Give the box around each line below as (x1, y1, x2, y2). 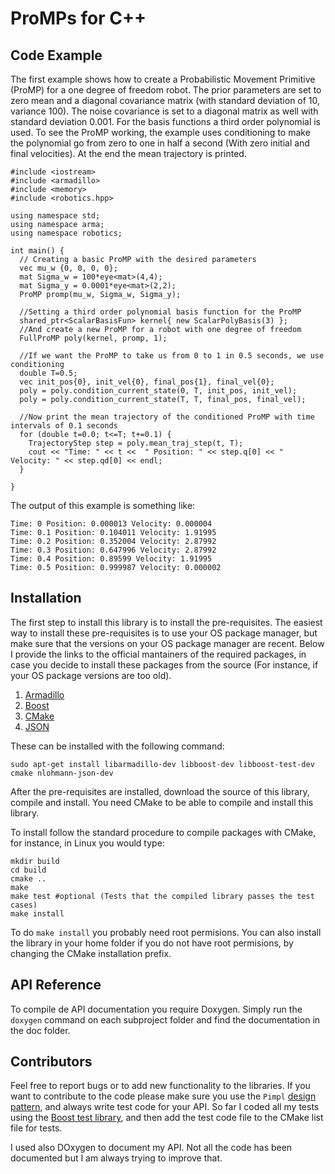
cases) (10, 900, 38, 910)
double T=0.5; (19, 368, 78, 378)
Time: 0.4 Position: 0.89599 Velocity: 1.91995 (10, 554, 213, 564)
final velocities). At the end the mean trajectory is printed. (10, 148, 247, 159)
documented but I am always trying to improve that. (10, 1152, 223, 1164)
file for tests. (10, 1122, 63, 1134)
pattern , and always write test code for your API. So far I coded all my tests (10, 1101, 320, 1113)
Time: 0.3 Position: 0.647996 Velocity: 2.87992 (10, 545, 217, 555)
